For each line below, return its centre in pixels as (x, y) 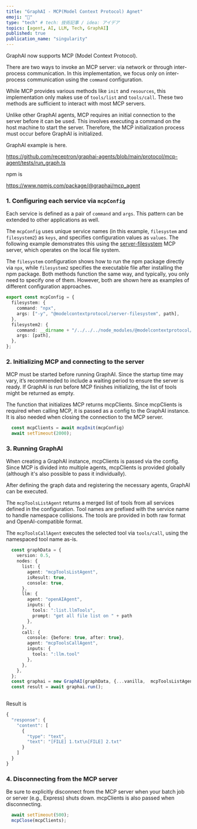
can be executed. (27, 492)
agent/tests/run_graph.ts (36, 163)
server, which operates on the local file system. (63, 250)
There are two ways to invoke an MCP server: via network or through (89, 67)
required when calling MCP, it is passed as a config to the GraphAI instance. (98, 411)
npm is (14, 174)
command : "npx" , (37, 309)
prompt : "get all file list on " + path (82, 616)
